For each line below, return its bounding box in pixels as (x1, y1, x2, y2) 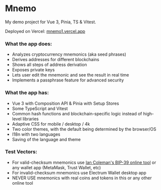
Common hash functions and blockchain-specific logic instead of (12, 111, 143, 116)
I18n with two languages (12, 131, 60, 137)
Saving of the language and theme (12, 136, 81, 142)
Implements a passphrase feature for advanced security (12, 77, 124, 83)
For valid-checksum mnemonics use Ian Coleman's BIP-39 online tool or (12, 159, 156, 165)
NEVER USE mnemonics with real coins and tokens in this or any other (12, 175, 152, 181)
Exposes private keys (12, 67, 55, 73)
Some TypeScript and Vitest (12, 105, 68, 111)
